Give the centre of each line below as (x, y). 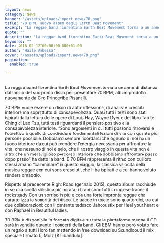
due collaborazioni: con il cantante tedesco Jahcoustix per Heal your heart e (82, 205)
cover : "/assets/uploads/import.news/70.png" (52, 55)
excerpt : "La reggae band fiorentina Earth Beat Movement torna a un (77, 28)
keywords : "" (18, 42)
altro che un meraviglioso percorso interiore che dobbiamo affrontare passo (81, 154)
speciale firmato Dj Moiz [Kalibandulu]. (44, 236)
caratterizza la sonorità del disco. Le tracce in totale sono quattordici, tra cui (82, 200)
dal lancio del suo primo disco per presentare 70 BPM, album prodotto (76, 93)
